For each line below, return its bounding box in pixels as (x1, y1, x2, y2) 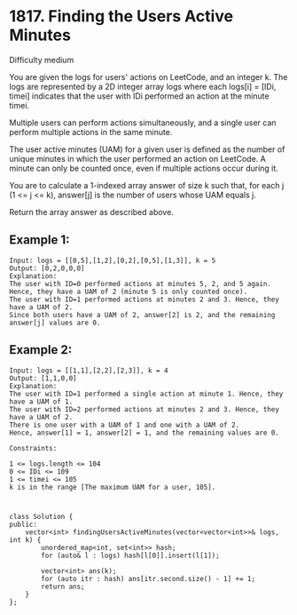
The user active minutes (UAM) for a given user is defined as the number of (9, 144, 285, 155)
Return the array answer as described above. (9, 206, 175, 217)
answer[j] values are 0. (9, 318, 101, 327)
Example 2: (9, 342, 73, 357)
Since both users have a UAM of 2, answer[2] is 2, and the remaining (9, 310, 276, 319)
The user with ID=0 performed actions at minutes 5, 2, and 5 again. (9, 279, 272, 288)
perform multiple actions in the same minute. (9, 126, 173, 137)
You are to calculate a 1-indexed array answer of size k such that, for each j (9, 180, 285, 190)
